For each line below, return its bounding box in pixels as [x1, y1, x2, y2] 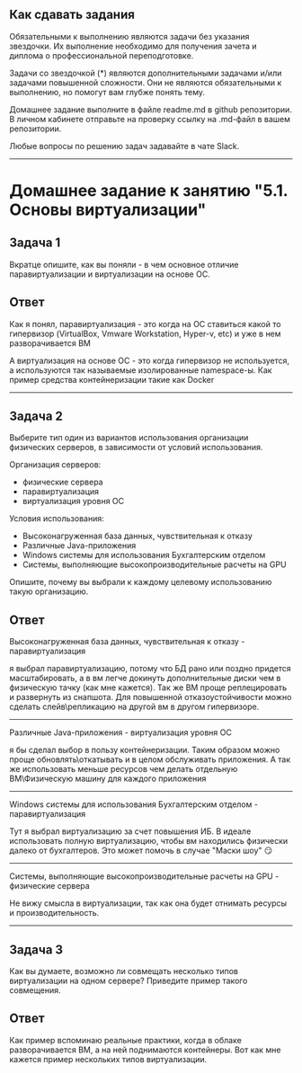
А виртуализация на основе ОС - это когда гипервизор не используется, [9, 355, 290, 366]
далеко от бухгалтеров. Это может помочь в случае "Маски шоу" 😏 [9, 845, 273, 856]
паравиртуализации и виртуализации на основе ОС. [9, 269, 211, 279]
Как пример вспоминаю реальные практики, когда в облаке [9, 1034, 243, 1045]
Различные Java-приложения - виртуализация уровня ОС [9, 727, 232, 738]
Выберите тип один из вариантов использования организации [9, 432, 249, 443]
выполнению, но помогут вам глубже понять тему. [9, 86, 205, 97]
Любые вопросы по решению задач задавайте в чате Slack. [9, 140, 240, 151]
